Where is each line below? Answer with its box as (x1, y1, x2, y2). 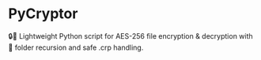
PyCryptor (8, 5, 78, 23)
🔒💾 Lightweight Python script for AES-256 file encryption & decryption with (8, 31, 253, 40)
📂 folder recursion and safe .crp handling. (8, 43, 144, 52)
